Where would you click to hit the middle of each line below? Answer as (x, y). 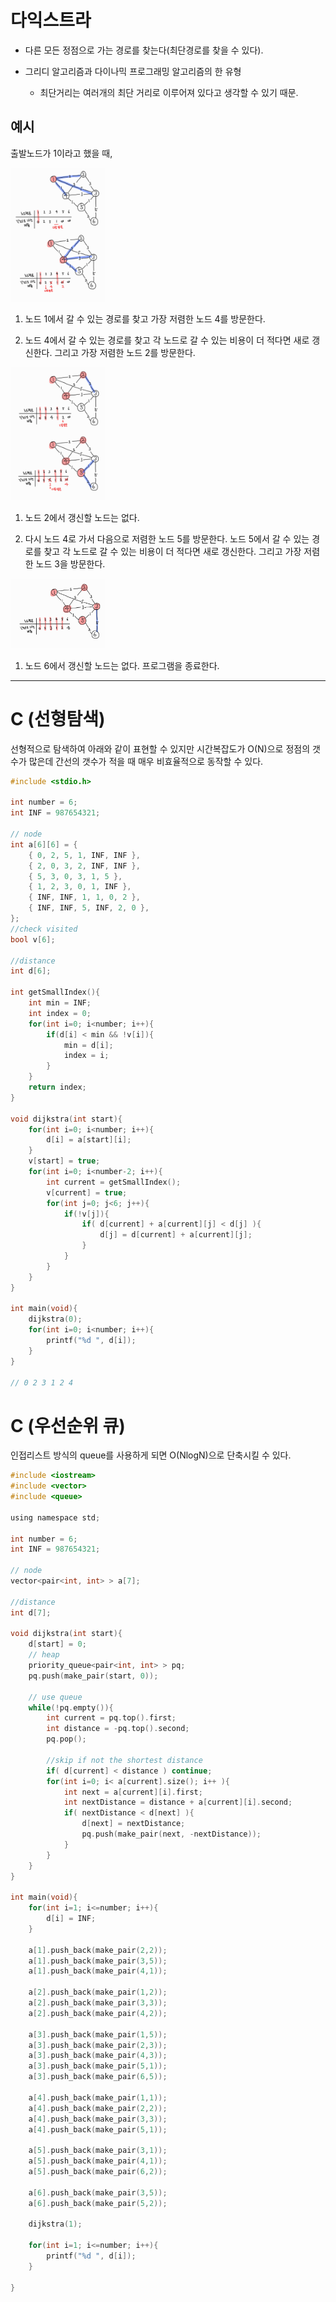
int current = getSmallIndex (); (114, 1182)
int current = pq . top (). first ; (111, 1718)
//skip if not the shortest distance (124, 1760)
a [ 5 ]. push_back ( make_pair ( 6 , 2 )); (98, 2172)
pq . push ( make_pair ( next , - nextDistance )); (171, 1834)
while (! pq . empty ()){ (71, 1707)
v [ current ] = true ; (87, 1192)
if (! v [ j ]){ (86, 1214)
